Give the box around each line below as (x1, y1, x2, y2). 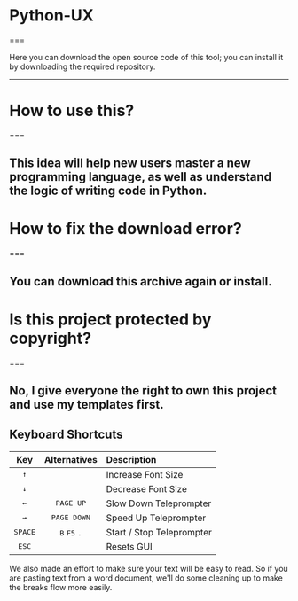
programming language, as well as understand (9, 169, 272, 184)
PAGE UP (55, 498, 87, 508)
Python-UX (9, 5, 95, 26)
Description (106, 453, 157, 465)
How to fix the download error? (9, 219, 242, 239)
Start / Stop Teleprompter (106, 526, 213, 538)
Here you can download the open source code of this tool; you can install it (9, 51, 284, 62)
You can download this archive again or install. (9, 274, 272, 289)
